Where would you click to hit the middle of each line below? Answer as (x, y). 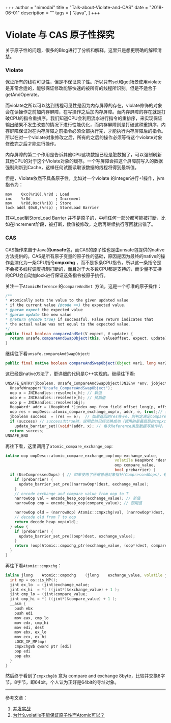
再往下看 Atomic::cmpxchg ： (34, 565)
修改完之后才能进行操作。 (32, 144)
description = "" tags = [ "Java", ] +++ (60, 13)
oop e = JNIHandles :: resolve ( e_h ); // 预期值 (58, 398)
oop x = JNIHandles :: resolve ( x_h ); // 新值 (56, 393)
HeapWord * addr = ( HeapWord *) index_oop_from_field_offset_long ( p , (83, 407)
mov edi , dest (29, 627)
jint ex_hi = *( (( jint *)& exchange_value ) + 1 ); (65, 590)
